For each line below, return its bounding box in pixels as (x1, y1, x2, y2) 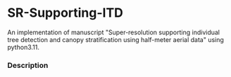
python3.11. (7, 43, 40, 51)
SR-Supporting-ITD (7, 5, 123, 21)
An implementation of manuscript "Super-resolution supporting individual (7, 28, 220, 36)
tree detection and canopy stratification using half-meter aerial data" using (7, 35, 224, 43)
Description (7, 60, 49, 70)
